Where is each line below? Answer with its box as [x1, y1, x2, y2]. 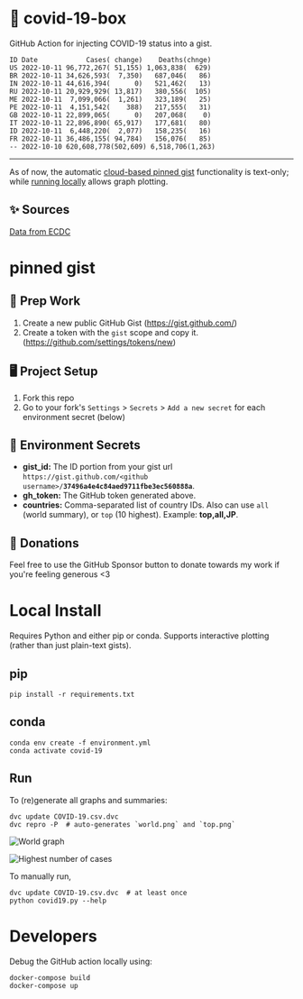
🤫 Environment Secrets [9, 437, 142, 453]
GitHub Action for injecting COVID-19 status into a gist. [9, 38, 213, 49]
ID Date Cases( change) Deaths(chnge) [9, 55, 212, 64]
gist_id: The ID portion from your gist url [22, 462, 173, 472]
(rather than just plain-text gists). [9, 640, 132, 651]
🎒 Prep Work [9, 293, 81, 309]
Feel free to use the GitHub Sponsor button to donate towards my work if [9, 559, 280, 571]
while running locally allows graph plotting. [9, 176, 169, 187]
